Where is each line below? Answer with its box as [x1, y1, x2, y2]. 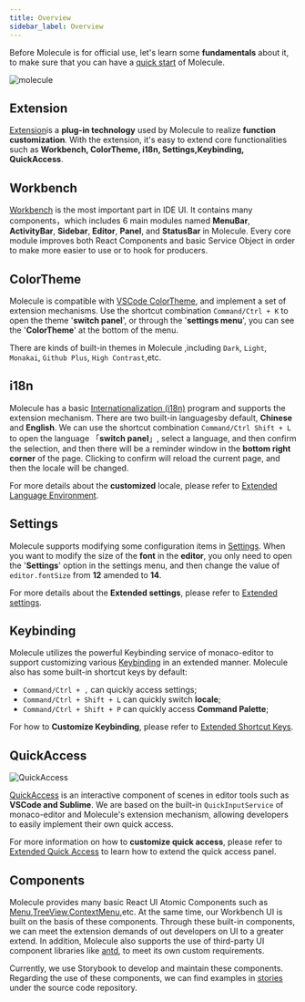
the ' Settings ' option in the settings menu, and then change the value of [9, 560, 280, 571]
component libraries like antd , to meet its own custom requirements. [9, 945, 265, 956]
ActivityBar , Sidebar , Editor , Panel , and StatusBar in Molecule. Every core [9, 225, 291, 237]
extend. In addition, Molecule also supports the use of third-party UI [9, 935, 265, 946]
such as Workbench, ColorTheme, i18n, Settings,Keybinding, [9, 144, 244, 155]
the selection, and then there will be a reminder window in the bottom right [9, 443, 291, 454]
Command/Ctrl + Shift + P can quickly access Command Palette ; [22, 704, 269, 715]
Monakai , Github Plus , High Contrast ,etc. [9, 352, 162, 363]
